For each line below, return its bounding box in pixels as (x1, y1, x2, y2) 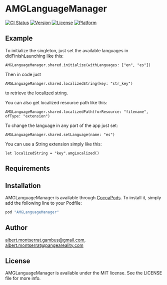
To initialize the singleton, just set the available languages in (5, 47, 128, 53)
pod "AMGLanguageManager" (5, 209, 59, 215)
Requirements (5, 164, 50, 173)
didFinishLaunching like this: (5, 53, 64, 59)
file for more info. (5, 275, 41, 281)
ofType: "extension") (5, 113, 50, 118)
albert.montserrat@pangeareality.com (5, 242, 84, 248)
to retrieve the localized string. (5, 90, 68, 96)
